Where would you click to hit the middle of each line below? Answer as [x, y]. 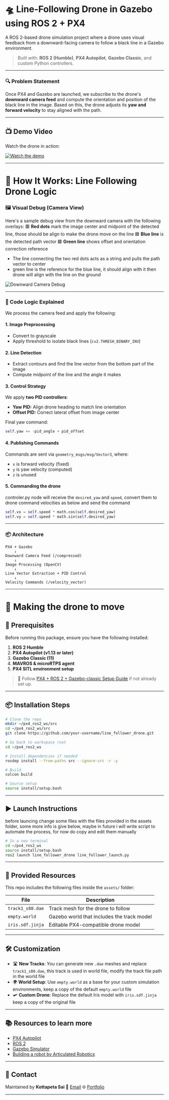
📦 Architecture [24, 534]
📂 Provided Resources [40, 875]
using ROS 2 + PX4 [45, 23]
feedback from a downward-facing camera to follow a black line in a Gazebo [84, 42]
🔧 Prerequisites [30, 625]
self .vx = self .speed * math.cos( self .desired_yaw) [60, 512]
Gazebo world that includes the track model [100, 916]
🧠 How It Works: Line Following [71, 181]
